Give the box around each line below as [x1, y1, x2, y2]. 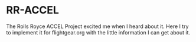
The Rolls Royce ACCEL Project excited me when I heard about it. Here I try [6, 23, 189, 30]
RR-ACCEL [6, 3, 59, 17]
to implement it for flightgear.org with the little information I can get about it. [6, 29, 191, 36]
